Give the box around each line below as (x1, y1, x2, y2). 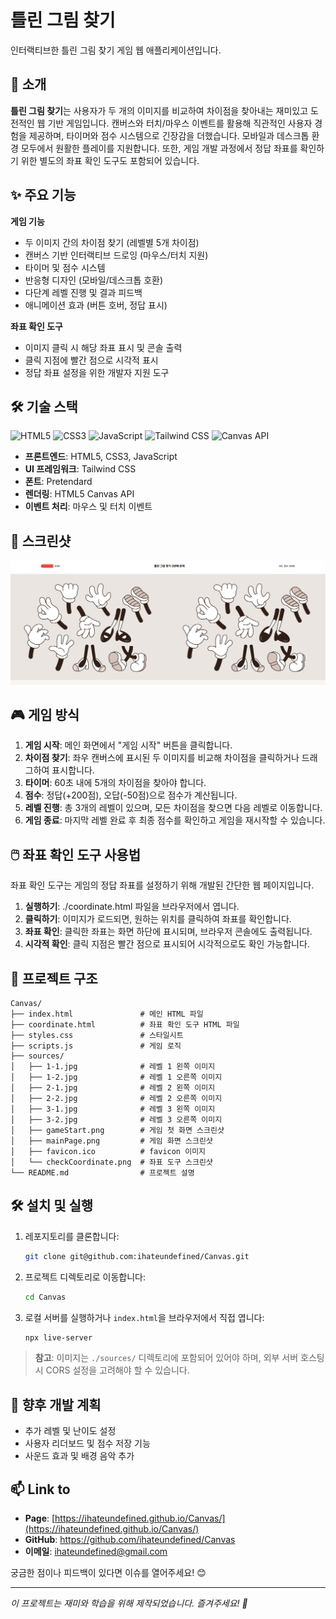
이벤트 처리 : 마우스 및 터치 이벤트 (24, 501, 153, 513)
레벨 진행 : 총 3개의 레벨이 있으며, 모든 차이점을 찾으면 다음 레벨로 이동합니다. (24, 802, 323, 814)
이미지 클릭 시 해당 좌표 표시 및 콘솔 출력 (24, 341, 183, 353)
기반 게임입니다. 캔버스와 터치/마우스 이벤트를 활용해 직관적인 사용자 (47, 117, 313, 129)
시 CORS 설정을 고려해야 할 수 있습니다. (34, 1364, 190, 1376)
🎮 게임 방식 (10, 706, 80, 723)
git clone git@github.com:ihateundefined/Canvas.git (24, 1251, 250, 1261)
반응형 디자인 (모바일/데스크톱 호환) (24, 274, 164, 286)
